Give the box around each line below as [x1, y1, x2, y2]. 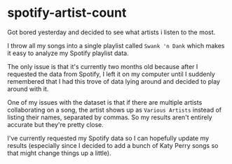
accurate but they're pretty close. [7, 120, 104, 128]
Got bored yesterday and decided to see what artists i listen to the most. [7, 28, 216, 36]
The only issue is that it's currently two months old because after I [7, 62, 198, 70]
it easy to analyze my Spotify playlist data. [7, 49, 129, 57]
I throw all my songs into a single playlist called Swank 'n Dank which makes [7, 41, 226, 50]
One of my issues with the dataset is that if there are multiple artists [7, 98, 203, 106]
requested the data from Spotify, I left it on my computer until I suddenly [7, 70, 215, 78]
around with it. [7, 84, 49, 93]
